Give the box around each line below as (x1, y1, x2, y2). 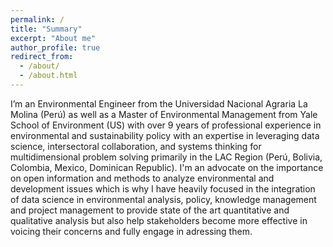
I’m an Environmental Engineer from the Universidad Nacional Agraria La (10, 97, 308, 110)
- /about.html (19, 71, 78, 81)
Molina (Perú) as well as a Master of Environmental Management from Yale (10, 108, 318, 120)
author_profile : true (10, 42, 101, 53)
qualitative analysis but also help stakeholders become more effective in (10, 214, 308, 226)
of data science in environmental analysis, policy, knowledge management (10, 193, 317, 205)
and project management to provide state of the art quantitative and (10, 204, 290, 216)
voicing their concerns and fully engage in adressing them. (10, 225, 253, 237)
